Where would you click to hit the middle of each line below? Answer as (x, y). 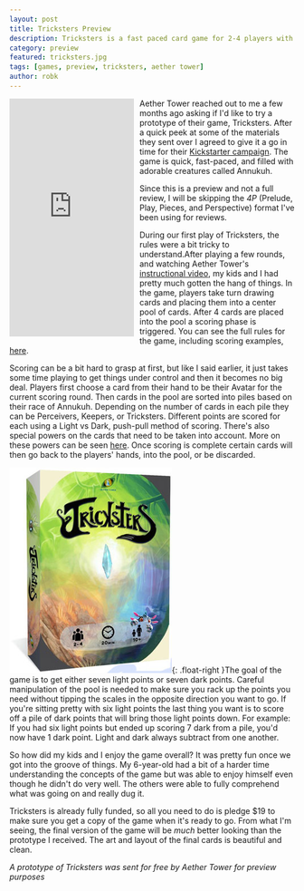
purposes (27, 876)
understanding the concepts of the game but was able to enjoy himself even (152, 774)
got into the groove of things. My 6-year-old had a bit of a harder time (139, 764)
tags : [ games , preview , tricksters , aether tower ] (107, 67)
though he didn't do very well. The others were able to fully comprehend (144, 783)
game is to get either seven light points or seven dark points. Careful (137, 679)
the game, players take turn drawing (207, 292)
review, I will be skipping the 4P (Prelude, (216, 198)
